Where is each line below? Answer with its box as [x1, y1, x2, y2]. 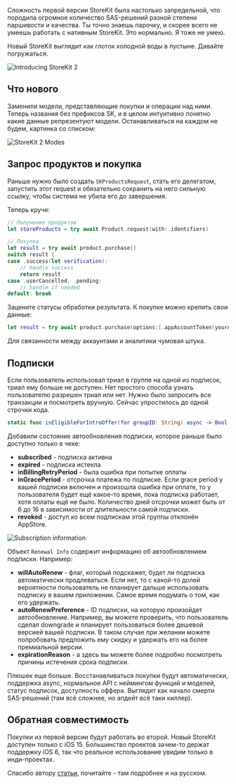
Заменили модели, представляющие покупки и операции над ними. [7, 102, 213, 110]
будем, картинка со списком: [7, 124, 96, 133]
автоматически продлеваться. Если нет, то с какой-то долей [17, 576, 200, 584]
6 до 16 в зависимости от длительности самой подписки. [17, 505, 190, 513]
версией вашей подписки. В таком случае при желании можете [17, 627, 211, 636]
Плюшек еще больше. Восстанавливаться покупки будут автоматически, [7, 671, 228, 679]
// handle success [20, 264, 74, 271]
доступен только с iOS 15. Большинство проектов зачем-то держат [7, 740, 209, 748]
